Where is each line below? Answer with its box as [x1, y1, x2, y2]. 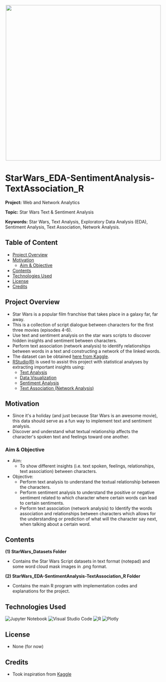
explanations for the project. [12, 588, 70, 594]
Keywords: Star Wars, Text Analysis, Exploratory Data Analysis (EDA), [5, 219, 148, 225]
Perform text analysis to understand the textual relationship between [19, 478, 160, 485]
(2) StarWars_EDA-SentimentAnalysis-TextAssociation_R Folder [5, 573, 141, 579]
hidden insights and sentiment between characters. [12, 338, 117, 343]
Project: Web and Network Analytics [5, 199, 80, 205]
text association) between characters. [19, 468, 98, 474]
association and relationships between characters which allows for [19, 510, 156, 516]
